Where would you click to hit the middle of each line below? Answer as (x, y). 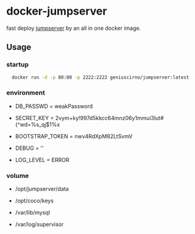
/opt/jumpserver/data (42, 189)
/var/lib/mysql (33, 213)
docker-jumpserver (57, 11)
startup (18, 65)
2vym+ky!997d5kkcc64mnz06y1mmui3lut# (110, 118)
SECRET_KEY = (34, 118)
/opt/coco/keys (34, 201)
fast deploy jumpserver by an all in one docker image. (74, 28)
